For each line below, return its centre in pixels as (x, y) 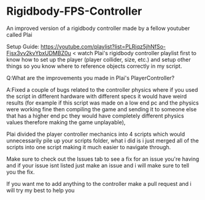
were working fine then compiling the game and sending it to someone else (102, 109)
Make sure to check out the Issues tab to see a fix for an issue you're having (103, 159)
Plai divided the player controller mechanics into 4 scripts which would (96, 134)
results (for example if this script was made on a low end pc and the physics (103, 103)
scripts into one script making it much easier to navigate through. (89, 147)
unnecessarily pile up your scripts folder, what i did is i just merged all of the (103, 140)
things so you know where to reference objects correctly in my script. (94, 66)
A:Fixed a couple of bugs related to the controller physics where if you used (102, 89)
